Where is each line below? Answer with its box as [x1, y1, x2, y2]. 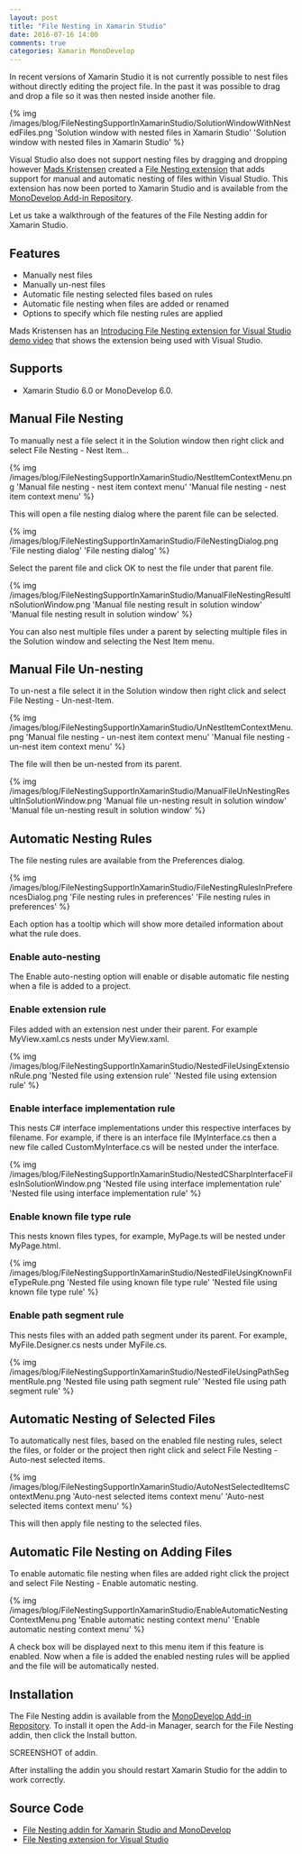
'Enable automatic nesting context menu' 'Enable [78, 1614, 261, 1625]
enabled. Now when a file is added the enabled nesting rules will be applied [9, 1651, 290, 1662]
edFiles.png [9, 127, 53, 138]
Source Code [9, 1800, 84, 1816]
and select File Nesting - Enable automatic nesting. [9, 1578, 198, 1589]
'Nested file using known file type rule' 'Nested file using [67, 1277, 278, 1288]
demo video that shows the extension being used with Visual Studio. [9, 334, 263, 345]
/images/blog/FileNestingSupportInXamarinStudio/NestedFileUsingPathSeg [9, 1366, 289, 1377]
